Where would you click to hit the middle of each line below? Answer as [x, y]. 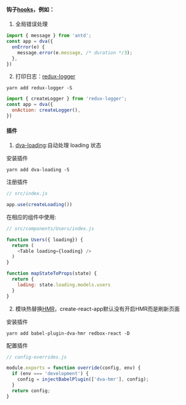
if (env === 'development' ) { [50, 374]
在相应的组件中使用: [32, 217]
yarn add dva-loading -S [38, 170]
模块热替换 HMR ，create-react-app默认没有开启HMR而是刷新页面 [98, 308]
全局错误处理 [31, 24]
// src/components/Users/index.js [50, 229]
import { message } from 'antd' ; [49, 36]
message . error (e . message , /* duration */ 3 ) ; [75, 53]
